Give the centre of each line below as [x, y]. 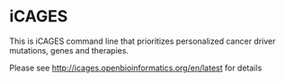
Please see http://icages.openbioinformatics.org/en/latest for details [136, 68]
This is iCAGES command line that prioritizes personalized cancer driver [142, 41]
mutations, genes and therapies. [69, 50]
